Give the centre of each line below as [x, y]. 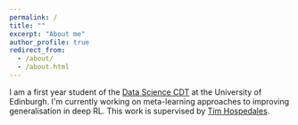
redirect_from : [37, 51]
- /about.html [43, 67]
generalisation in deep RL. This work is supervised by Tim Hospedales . [140, 111]
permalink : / [33, 17]
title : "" [28, 26]
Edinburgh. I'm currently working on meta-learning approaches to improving [149, 101]
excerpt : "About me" [48, 34]
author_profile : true [50, 42]
